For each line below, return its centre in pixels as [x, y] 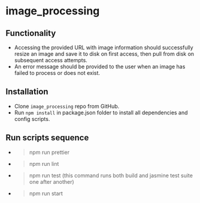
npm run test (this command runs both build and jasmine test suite [111, 175]
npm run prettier [49, 152]
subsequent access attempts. [51, 60]
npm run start [46, 193]
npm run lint [44, 163]
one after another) [51, 181]
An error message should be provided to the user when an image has [100, 66]
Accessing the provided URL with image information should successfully [104, 47]
